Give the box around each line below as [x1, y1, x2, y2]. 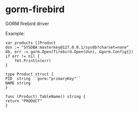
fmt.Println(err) [14, 58, 52, 63]
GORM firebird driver [5, 20, 50, 27]
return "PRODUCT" [5, 98, 42, 103]
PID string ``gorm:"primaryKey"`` [5, 76, 81, 81]
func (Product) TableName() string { [5, 94, 86, 99]
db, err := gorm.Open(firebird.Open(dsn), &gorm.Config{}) [5, 49, 134, 54]
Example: [5, 30, 25, 36]
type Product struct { [5, 72, 54, 77]
